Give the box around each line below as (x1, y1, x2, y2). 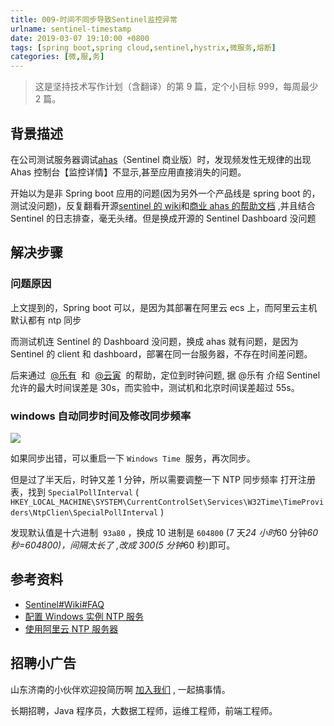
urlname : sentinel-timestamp (10, 24, 132, 34)
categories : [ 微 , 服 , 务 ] (10, 52, 105, 62)
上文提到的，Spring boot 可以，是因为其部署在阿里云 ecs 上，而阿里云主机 (10, 301, 318, 313)
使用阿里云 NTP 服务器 (24, 622, 119, 635)
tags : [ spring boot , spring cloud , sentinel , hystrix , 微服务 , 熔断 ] (10, 42, 277, 53)
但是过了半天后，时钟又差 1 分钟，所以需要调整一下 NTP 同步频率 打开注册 (10, 473, 316, 485)
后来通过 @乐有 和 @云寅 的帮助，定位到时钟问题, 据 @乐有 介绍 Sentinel (10, 369, 321, 381)
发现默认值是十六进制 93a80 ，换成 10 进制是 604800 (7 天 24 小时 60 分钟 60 (10, 526, 319, 538)
